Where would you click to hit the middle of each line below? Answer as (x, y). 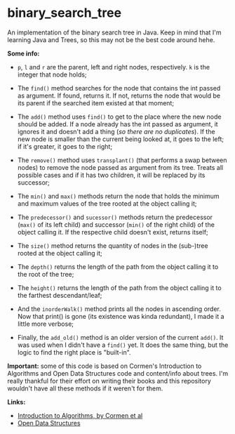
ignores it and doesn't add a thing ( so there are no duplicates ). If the (116, 131)
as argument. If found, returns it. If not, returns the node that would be (119, 96)
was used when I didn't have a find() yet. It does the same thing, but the (123, 345)
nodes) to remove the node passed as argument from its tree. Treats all (120, 167)
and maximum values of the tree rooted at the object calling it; (107, 203)
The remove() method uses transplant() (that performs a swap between (122, 160)
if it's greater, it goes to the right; (65, 146)
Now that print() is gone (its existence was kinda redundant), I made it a (121, 316)
